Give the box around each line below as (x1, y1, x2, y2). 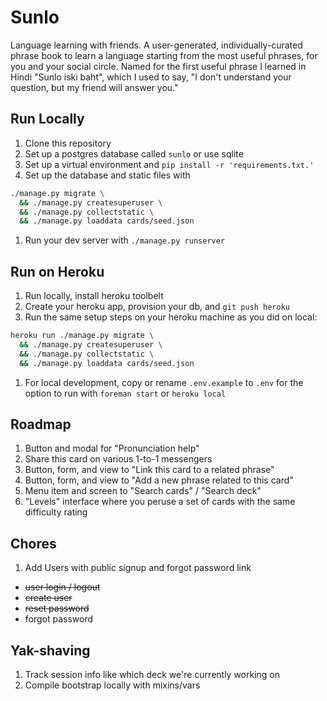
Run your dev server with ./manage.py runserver (24, 234, 226, 246)
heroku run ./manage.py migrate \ (10, 331, 155, 341)
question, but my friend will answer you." (10, 81, 179, 93)
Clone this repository (24, 137, 112, 149)
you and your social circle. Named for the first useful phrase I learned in (10, 60, 307, 72)
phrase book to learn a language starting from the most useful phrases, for (10, 49, 318, 61)
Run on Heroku (10, 263, 105, 280)
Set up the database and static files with (24, 169, 191, 181)
